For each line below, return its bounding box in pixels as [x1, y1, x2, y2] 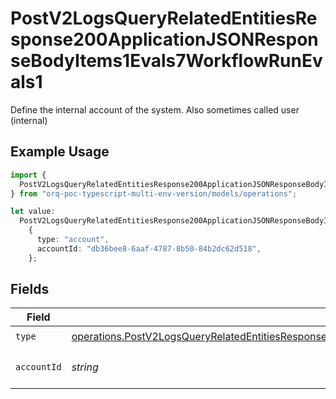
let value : [10, 207, 56, 217]
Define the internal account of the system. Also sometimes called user [10, 103, 300, 116]
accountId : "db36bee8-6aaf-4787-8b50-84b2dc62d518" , [36, 243, 262, 254]
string [71, 360, 99, 374]
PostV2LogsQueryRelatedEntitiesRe [10, 7, 318, 30]
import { [10, 170, 47, 180]
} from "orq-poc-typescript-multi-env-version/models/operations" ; [10, 188, 298, 199]
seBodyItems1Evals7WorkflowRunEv [10, 50, 323, 72]
